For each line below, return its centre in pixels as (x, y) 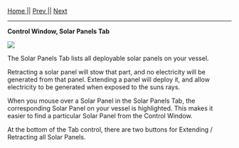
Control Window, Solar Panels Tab (59, 31)
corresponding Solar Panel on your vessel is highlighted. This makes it (110, 108)
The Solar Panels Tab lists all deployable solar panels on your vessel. (108, 58)
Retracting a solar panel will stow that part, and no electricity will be (107, 72)
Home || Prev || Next (37, 11)
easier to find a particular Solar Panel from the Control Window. (100, 116)
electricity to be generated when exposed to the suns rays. (94, 87)
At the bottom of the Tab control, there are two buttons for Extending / (110, 130)
